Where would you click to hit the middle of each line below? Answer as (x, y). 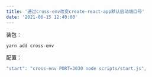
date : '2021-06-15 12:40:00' (42, 17)
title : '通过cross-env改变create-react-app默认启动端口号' (75, 11)
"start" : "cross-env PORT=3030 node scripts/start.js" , (76, 69)
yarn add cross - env (30, 46)
